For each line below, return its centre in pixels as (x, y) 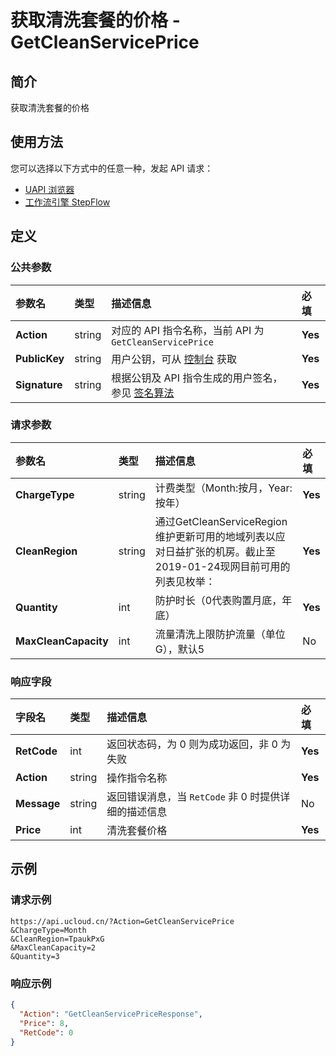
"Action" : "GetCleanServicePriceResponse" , (111, 1014)
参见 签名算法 (143, 393)
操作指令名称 (137, 778)
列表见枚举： (185, 581)
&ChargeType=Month (48, 930)
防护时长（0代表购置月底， (218, 600)
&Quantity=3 (35, 956)
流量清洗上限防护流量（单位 (220, 634)
